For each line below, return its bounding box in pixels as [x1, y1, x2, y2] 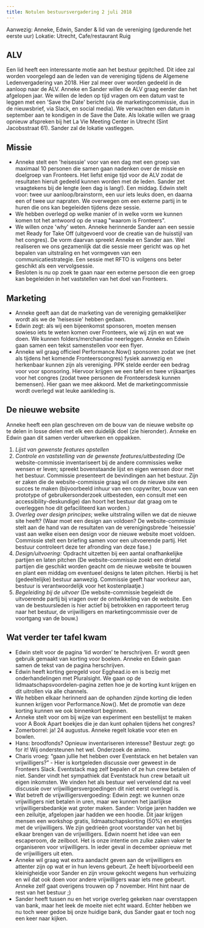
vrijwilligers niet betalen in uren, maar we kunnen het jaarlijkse [15, 798, 172, 805]
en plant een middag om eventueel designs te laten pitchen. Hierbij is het [15, 569, 199, 576]
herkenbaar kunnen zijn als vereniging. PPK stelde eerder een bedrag [15, 361, 190, 368]
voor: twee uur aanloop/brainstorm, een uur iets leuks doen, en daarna [15, 191, 193, 199]
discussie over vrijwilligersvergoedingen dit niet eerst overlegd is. [15, 784, 180, 792]
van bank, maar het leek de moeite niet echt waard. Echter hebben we [15, 902, 191, 909]
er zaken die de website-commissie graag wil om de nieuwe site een [15, 478, 188, 486]
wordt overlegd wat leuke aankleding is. [15, 387, 116, 395]
